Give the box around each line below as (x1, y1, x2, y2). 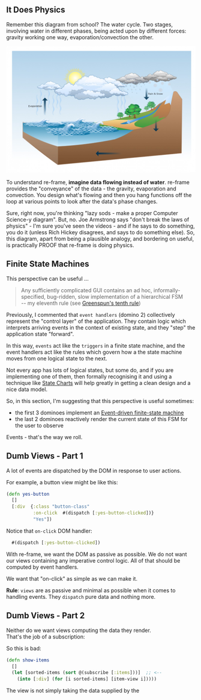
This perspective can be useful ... (6, 275, 89, 282)
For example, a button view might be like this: (6, 478, 118, 486)
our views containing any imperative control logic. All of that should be (6, 557, 181, 564)
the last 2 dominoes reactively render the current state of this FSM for (14, 415, 188, 422)
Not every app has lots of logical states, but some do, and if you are (6, 366, 174, 373)
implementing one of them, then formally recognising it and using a (6, 373, 172, 380)
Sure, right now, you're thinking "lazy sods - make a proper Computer (6, 209, 178, 216)
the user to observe (14, 422, 64, 429)
